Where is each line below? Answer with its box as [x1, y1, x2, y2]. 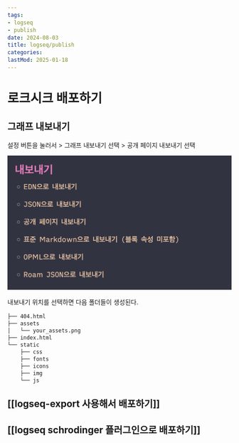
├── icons [20, 363, 50, 370]
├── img [20, 370, 43, 377]
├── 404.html [7, 313, 46, 320]
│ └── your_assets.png [7, 327, 81, 334]
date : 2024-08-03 [7, 34, 59, 41]
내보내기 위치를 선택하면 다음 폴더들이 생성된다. [7, 297, 139, 306]
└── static [7, 341, 40, 348]
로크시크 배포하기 [7, 90, 102, 107]
